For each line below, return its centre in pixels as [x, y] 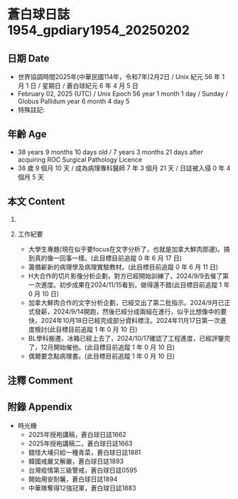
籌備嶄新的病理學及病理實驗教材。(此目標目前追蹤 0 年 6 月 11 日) [123, 267]
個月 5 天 [31, 177]
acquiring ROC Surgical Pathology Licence [80, 159]
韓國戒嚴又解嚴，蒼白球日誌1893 [76, 461]
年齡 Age [27, 134]
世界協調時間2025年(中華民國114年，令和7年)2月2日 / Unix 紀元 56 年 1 [121, 77]
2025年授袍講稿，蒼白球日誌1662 [77, 434]
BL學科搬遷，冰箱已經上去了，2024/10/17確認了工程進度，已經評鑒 [126, 338]
